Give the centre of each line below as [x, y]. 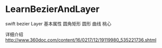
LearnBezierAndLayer [52, 9]
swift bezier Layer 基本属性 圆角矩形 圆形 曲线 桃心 [58, 23]
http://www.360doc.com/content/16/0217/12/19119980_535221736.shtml [81, 40]
